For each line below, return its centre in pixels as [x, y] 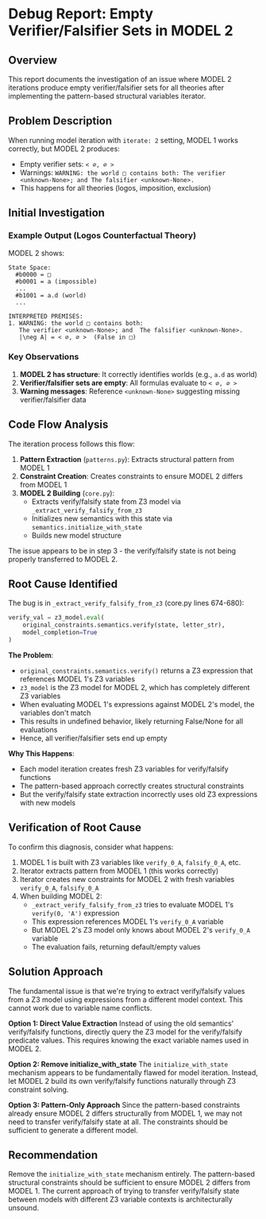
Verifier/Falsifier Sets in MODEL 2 [121, 31]
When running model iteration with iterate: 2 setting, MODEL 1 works [123, 140]
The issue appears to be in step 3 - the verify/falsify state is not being [122, 550]
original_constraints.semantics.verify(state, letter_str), [124, 625]
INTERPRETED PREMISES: [46, 316]
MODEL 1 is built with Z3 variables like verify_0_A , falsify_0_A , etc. [130, 862]
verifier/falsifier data [53, 399]
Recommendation [53, 1155]
